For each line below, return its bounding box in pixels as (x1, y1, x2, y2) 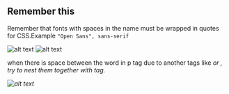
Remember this (7, 6, 75, 17)
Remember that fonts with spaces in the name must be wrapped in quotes (7, 24, 219, 32)
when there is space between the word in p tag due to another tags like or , (7, 58, 223, 67)
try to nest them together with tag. (7, 65, 106, 74)
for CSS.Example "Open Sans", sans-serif (7, 31, 129, 40)
